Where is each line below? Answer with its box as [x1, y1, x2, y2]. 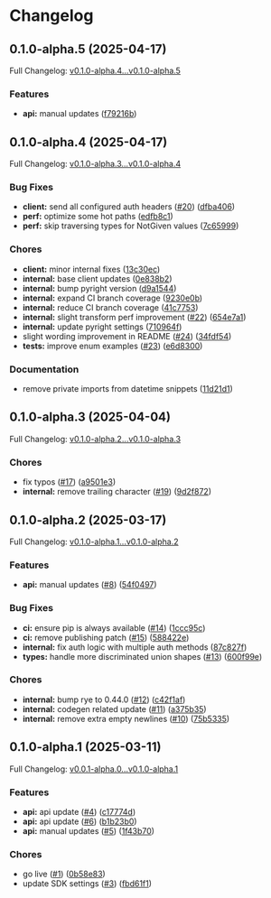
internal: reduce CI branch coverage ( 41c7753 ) [22, 301, 199, 312]
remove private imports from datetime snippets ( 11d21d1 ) [22, 384, 233, 393]
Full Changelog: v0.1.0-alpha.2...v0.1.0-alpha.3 [9, 433, 182, 444]
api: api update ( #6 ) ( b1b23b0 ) [22, 816, 137, 827]
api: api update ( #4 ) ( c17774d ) [22, 806, 136, 817]
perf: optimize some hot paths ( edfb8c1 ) [22, 211, 173, 222]
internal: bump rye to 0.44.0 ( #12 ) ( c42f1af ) [22, 694, 186, 705]
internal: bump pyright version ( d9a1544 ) [22, 282, 177, 293]
